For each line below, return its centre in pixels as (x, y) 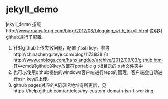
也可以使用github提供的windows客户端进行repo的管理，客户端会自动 (86, 72)
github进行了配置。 (26, 37)
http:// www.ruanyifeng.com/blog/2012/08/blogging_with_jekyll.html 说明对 (84, 30)
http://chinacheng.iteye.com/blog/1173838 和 (61, 54)
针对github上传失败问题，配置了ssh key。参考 (62, 47)
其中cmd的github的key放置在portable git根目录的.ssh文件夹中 (78, 66)
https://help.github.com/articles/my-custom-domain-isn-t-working (83, 91)
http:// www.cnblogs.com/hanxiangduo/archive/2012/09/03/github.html (88, 60)
